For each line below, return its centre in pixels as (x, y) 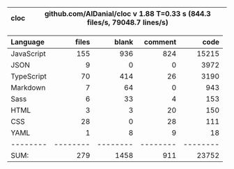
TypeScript (29, 76)
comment (160, 42)
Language (28, 42)
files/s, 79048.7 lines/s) (127, 22)
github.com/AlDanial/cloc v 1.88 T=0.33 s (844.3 (127, 14)
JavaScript (29, 54)
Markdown (28, 88)
